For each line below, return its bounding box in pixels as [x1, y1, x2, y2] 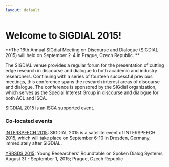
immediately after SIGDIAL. [5, 140, 62, 146]
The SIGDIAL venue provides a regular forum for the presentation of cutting [5, 62, 164, 68]
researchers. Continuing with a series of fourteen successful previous [5, 73, 153, 79]
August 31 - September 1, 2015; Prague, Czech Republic [5, 155, 123, 162]
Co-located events [5, 118, 53, 125]
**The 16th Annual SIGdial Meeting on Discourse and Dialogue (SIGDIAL [5, 47, 159, 53]
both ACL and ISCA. [5, 95, 48, 101]
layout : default [5, 7, 40, 13]
